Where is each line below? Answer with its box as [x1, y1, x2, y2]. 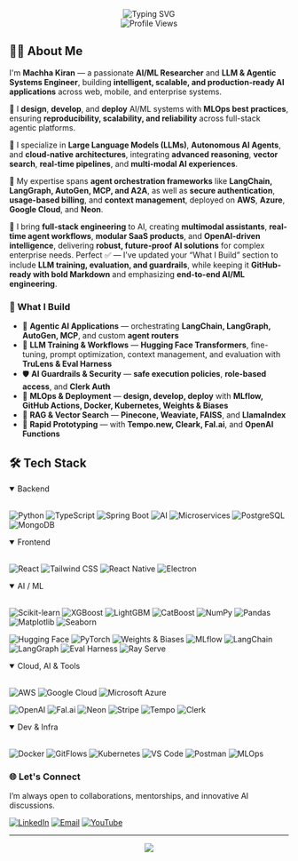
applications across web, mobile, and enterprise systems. [9, 86, 222, 97]
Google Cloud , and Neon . [9, 203, 104, 214]
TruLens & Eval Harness [21, 359, 113, 370]
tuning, [21, 349, 49, 360]
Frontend [17, 537, 51, 547]
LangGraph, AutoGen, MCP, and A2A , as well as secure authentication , [9, 185, 275, 195]
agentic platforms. [9, 122, 76, 132]
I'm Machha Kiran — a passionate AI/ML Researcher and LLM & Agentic [9, 67, 277, 78]
